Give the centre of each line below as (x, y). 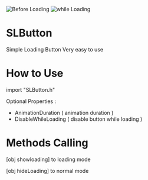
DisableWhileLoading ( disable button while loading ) (78, 119)
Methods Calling (47, 143)
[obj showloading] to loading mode (48, 159)
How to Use (35, 73)
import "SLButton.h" (31, 89)
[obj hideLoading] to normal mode (47, 171)
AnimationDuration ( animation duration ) (64, 112)
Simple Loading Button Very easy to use (55, 49)
